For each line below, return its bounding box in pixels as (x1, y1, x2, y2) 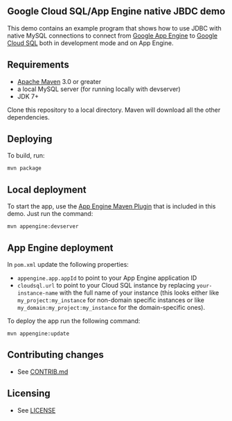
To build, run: (7, 151, 45, 160)
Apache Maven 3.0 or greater (17, 77, 102, 85)
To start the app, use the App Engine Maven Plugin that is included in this (7, 202, 216, 210)
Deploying (7, 133, 53, 145)
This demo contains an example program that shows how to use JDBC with (7, 24, 222, 32)
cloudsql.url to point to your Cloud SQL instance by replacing (17, 281, 195, 290)
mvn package (7, 165, 42, 172)
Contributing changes (7, 349, 104, 361)
